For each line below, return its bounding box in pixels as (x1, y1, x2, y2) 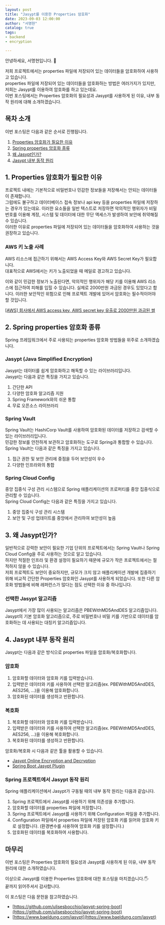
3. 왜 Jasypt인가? (5, 531, 57, 539)
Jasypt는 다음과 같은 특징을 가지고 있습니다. (5, 374, 90, 379)
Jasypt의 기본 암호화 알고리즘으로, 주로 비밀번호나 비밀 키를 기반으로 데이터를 (5, 613, 154, 619)
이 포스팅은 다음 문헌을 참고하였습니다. (5, 894, 79, 899)
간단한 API (12, 384, 33, 390)
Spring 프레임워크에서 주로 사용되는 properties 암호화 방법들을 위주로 (5, 337, 139, 343)
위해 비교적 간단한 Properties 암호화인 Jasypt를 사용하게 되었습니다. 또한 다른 (5, 576, 155, 581)
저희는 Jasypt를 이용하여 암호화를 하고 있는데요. (5, 87, 97, 92)
